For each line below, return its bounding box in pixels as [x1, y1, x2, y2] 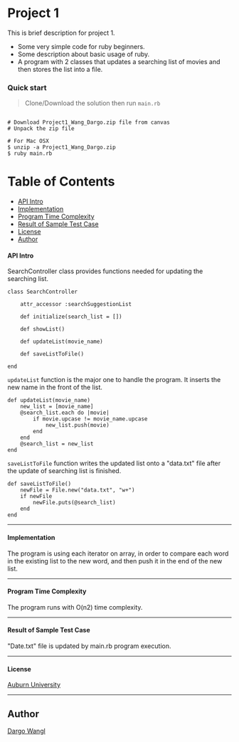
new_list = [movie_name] [20, 403, 94, 410]
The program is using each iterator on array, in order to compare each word [7, 549, 229, 558]
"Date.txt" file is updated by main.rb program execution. [7, 642, 171, 650]
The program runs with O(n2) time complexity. [7, 603, 143, 611]
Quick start [7, 83, 48, 92]
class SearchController [7, 288, 78, 296]
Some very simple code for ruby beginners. [17, 42, 145, 51]
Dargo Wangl [7, 727, 46, 735]
